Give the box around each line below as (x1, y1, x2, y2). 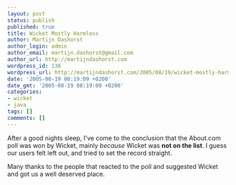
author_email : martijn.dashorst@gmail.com (7, 50, 133, 57)
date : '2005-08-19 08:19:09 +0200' (7, 75, 112, 83)
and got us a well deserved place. (7, 170, 105, 178)
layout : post (7, 10, 46, 18)
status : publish (7, 17, 55, 24)
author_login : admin (7, 43, 68, 50)
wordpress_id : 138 (7, 62, 61, 69)
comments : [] (7, 114, 46, 121)
